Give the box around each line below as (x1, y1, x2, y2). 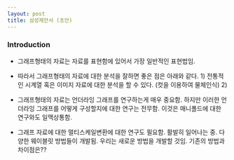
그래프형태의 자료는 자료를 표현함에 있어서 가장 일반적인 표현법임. (17, 57, 195, 65)
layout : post (7, 10, 46, 18)
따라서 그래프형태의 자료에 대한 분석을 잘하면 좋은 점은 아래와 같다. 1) (17, 72, 205, 80)
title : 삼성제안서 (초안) (7, 17, 73, 24)
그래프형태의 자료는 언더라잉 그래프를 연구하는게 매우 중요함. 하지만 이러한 (17, 95, 220, 104)
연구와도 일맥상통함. (17, 113, 72, 121)
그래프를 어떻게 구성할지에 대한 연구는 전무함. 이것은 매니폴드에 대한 (36, 104, 222, 112)
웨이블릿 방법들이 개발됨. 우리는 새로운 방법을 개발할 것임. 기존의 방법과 (30, 136, 226, 145)
